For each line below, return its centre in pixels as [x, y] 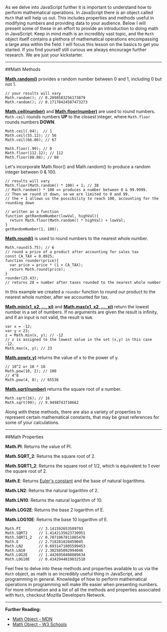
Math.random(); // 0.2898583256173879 [45, 98]
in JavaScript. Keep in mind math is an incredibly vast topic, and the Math [80, 34]
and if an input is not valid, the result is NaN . [49, 317]
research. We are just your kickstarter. [44, 55]
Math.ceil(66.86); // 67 [31, 140]
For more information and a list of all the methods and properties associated [83, 590]
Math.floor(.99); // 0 [29, 149]
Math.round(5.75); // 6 [30, 248]
